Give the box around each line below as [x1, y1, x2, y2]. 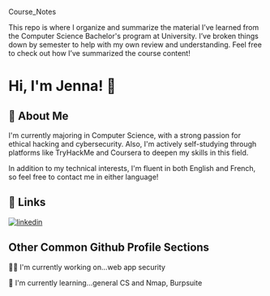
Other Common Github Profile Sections [8, 241, 209, 255]
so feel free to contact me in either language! [8, 172, 159, 182]
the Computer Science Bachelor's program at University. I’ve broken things [8, 32, 259, 41]
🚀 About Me [8, 109, 69, 122]
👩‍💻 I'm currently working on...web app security [8, 262, 166, 272]
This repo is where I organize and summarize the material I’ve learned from [8, 23, 259, 32]
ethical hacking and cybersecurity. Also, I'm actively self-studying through [8, 139, 257, 148]
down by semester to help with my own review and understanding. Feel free [8, 40, 262, 49]
